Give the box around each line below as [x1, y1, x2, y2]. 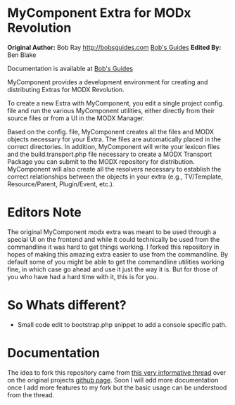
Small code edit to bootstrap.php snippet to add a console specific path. [17, 320, 227, 328]
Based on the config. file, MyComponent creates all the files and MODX [7, 127, 215, 136]
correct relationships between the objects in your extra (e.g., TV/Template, [7, 172, 224, 181]
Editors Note [7, 205, 82, 221]
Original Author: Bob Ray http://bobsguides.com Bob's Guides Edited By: [7, 43, 222, 51]
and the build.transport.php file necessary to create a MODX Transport [7, 150, 212, 158]
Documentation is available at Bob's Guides [7, 64, 134, 72]
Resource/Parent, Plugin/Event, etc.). [7, 179, 115, 188]
